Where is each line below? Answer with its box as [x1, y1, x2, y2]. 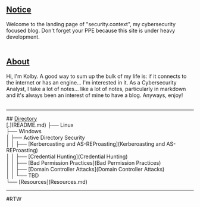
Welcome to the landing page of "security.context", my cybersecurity [6, 20, 176, 27]
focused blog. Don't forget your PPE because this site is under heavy [6, 27, 176, 34]
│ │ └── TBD [6, 172, 39, 179]
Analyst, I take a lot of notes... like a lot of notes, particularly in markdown [6, 85, 186, 92]
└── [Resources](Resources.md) [6, 178, 88, 185]
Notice [6, 5, 32, 15]
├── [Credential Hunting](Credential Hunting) [15, 153, 128, 160]
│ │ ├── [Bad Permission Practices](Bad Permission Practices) [6, 159, 161, 166]
